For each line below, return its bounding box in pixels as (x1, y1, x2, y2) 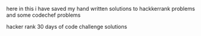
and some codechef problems (6, 11, 81, 19)
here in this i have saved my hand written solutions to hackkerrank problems (6, 5, 196, 12)
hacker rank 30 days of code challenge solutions (6, 23, 128, 30)
